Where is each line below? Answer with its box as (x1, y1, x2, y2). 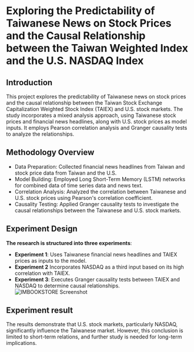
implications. (6, 340, 37, 347)
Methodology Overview (6, 147, 95, 157)
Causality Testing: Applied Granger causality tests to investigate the (14, 200, 179, 207)
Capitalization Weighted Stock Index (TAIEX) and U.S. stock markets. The (6, 106, 183, 112)
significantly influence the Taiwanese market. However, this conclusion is (6, 327, 183, 334)
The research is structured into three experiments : (6, 239, 132, 246)
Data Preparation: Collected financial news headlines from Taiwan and (14, 163, 185, 170)
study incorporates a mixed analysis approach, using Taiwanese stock (6, 112, 176, 119)
